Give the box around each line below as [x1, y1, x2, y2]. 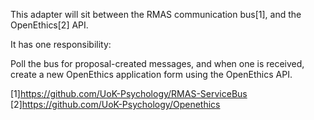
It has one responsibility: [10, 39, 112, 50]
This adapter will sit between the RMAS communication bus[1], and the [10, 9, 302, 20]
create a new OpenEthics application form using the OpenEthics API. [10, 69, 293, 80]
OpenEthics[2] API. [10, 19, 89, 31]
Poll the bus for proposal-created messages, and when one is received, [10, 58, 305, 69]
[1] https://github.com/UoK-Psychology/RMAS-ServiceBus [10, 88, 248, 99]
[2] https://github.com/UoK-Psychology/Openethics [10, 99, 221, 110]
